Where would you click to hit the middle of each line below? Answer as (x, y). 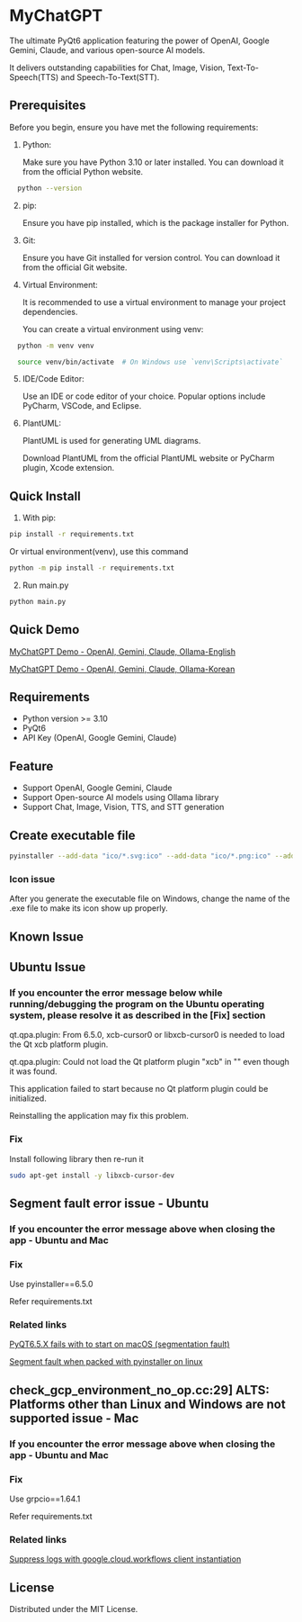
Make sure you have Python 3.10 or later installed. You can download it (153, 162)
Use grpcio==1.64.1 (45, 1499)
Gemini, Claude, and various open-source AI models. (107, 50)
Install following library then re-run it (76, 1158)
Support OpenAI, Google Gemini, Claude (97, 788)
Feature (31, 766)
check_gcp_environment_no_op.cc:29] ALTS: (139, 1390)
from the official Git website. (75, 267)
